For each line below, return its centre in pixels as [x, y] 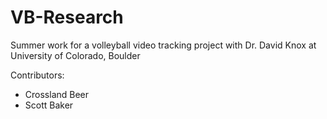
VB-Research [67, 17]
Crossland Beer [57, 94]
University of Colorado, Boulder [75, 55]
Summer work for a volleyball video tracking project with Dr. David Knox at [163, 45]
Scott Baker [49, 105]
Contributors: [37, 75]
